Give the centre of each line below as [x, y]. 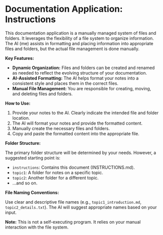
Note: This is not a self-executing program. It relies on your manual [73, 222]
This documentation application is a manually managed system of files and [81, 33]
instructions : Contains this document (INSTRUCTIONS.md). [73, 167]
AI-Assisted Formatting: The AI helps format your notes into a [75, 78]
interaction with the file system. [37, 227]
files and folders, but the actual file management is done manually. [72, 49]
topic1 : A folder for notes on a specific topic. [58, 172]
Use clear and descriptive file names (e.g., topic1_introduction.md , [73, 202]
